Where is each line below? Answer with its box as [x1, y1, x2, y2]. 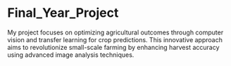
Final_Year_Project [7, 5, 119, 21]
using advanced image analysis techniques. [7, 51, 135, 59]
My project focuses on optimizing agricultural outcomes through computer [7, 28, 224, 37]
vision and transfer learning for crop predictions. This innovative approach [7, 35, 223, 44]
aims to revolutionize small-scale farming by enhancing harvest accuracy [7, 43, 220, 51]
